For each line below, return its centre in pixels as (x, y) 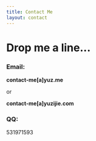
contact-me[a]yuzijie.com (40, 103)
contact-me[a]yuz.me (35, 80)
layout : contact (27, 18)
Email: (16, 66)
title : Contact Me (29, 12)
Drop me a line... (49, 48)
